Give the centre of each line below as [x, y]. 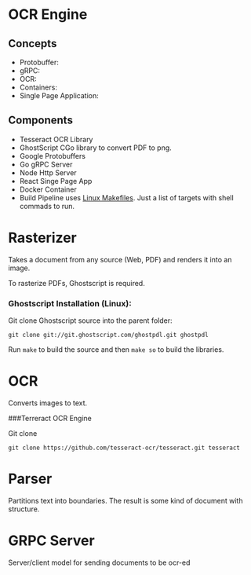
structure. [24, 509]
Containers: [38, 87]
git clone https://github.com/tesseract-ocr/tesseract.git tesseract [124, 448]
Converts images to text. [48, 403]
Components [40, 121]
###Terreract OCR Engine [50, 418]
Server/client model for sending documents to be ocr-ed [99, 562]
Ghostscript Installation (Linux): [70, 303]
